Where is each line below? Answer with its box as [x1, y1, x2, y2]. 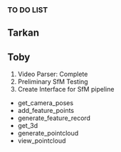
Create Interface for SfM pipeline [17, 85, 115, 94]
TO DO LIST [7, 5, 48, 15]
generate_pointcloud [17, 129, 79, 138]
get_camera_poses [17, 99, 73, 107]
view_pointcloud [17, 136, 66, 145]
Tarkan [7, 27, 39, 39]
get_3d [17, 121, 38, 130]
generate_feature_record [17, 114, 91, 122]
